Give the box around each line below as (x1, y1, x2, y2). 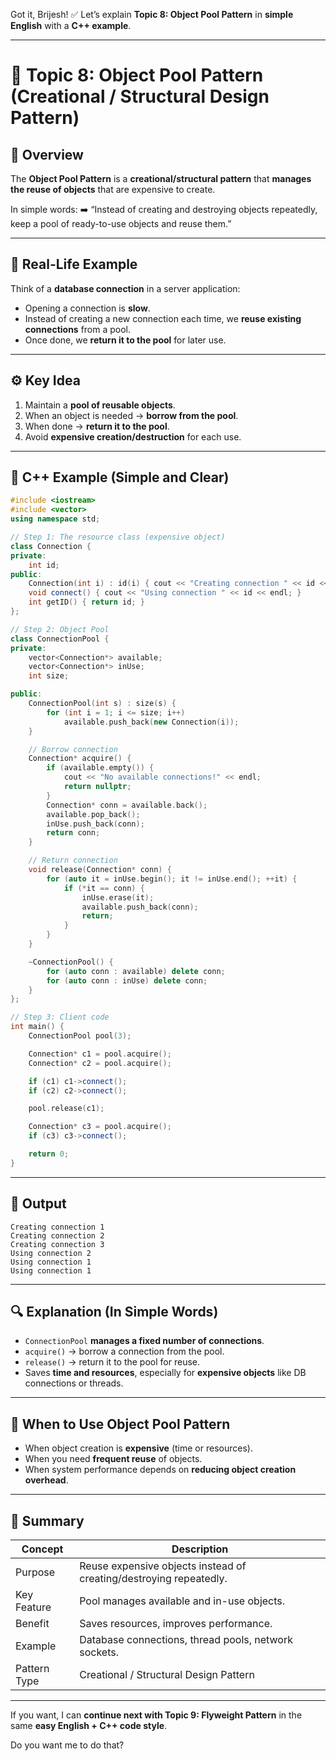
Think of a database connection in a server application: (10, 282, 241, 294)
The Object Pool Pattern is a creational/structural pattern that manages (10, 173, 312, 184)
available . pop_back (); (46, 809, 141, 819)
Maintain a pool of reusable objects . (24, 399, 176, 411)
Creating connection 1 (10, 1222, 105, 1232)
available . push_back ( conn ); (81, 902, 199, 912)
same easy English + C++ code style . (10, 1720, 168, 1732)
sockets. (79, 1645, 119, 1659)
